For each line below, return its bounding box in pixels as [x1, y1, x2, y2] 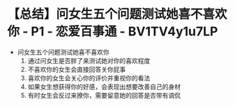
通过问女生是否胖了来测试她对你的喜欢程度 [27, 56, 151, 64]
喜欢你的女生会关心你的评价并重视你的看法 [27, 73, 151, 82]
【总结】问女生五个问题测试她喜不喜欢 [7, 6, 228, 22]
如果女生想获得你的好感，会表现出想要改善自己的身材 [27, 82, 181, 91]
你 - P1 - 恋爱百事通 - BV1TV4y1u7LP [7, 24, 218, 39]
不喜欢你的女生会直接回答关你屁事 [27, 65, 126, 73]
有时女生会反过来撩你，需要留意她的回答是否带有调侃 [27, 91, 181, 99]
